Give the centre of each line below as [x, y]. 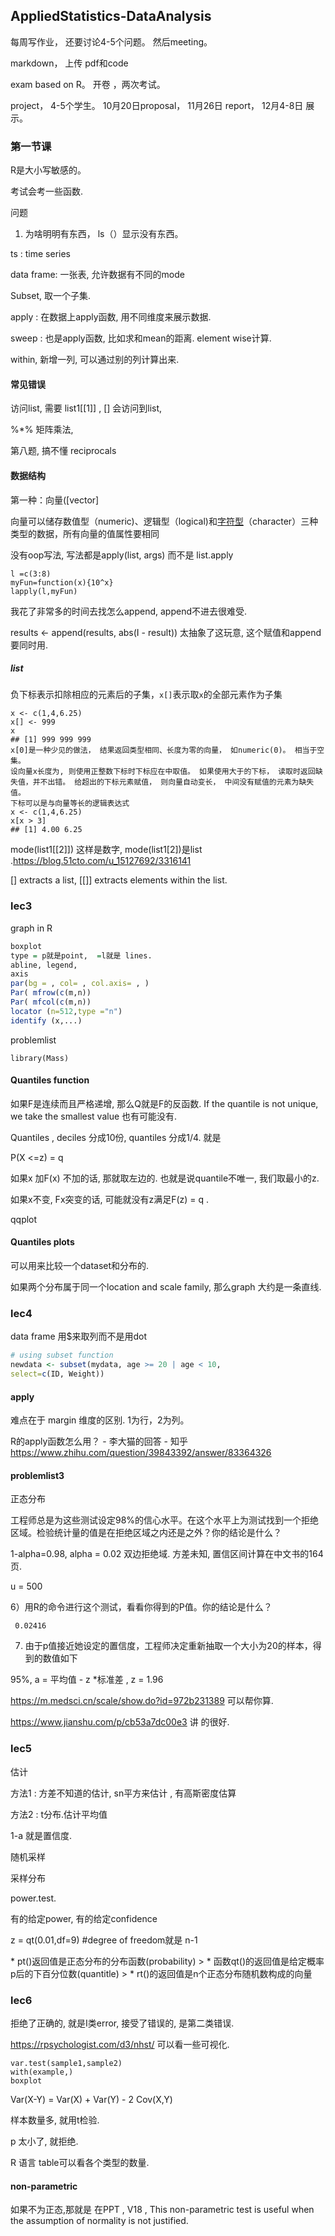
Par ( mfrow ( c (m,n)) [51, 993]
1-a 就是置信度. [41, 1835]
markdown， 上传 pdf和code [69, 63]
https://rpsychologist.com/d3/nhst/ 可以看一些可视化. [120, 2044]
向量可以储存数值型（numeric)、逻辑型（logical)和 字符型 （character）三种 [164, 521]
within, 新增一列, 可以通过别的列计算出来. [95, 360]
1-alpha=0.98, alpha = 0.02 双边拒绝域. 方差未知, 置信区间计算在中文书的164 [167, 1554]
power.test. [33, 1898]
